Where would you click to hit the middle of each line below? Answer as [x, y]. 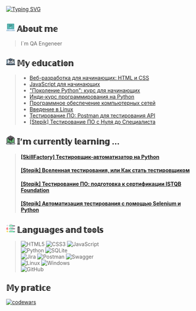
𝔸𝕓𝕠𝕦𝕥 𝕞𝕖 [37, 29]
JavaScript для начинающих [65, 84]
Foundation [35, 190]
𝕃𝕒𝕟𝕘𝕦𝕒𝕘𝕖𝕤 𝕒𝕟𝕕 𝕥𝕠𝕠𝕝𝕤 [60, 230]
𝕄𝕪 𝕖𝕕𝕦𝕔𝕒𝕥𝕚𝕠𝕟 [45, 64]
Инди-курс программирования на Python [82, 96]
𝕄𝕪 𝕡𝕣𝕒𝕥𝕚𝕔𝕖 [29, 288]
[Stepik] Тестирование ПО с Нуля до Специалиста [92, 122]
